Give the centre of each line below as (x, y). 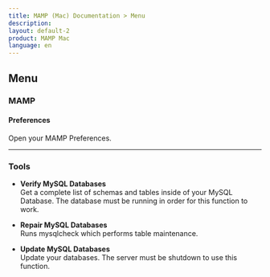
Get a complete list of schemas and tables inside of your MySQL (126, 192)
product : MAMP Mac (39, 38)
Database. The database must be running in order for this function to (134, 201)
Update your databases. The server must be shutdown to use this (129, 257)
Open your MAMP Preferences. (60, 138)
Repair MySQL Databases (63, 225)
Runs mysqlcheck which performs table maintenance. (109, 233)
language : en (30, 46)
